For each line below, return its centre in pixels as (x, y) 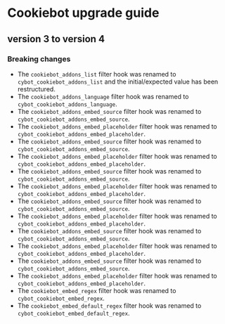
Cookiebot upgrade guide (83, 13)
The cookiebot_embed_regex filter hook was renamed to (97, 290)
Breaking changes (39, 59)
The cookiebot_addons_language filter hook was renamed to (103, 96)
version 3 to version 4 (56, 39)
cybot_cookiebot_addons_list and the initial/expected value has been (118, 82)
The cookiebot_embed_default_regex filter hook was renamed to (109, 305)
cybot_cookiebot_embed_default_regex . (73, 313)
